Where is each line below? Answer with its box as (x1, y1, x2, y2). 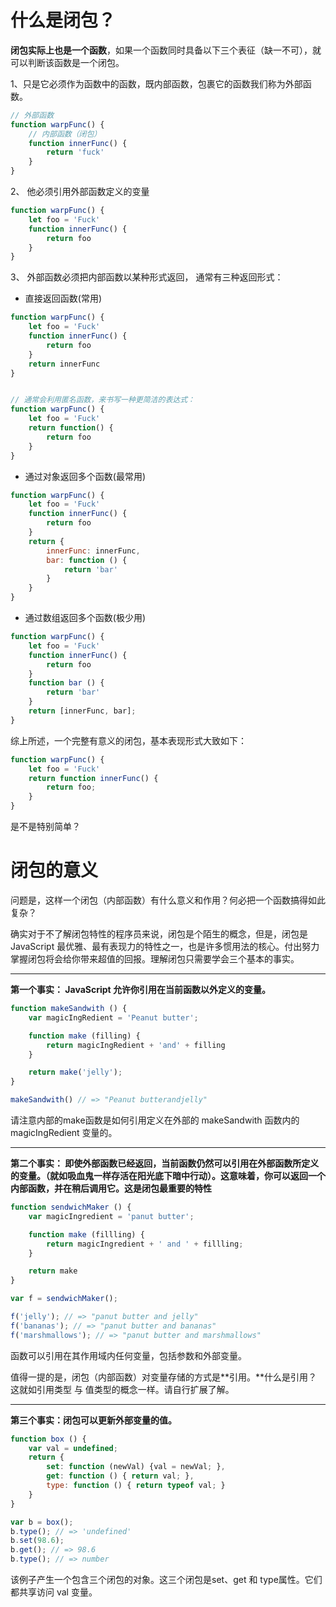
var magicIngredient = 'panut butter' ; (28, 1211, 195, 1221)
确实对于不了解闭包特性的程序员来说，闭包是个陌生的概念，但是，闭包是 (10, 928, 308, 940)
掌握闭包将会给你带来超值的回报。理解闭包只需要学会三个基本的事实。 (10, 953, 300, 965)
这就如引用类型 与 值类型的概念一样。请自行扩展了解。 (10, 1383, 235, 1395)
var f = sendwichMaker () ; (10, 1294, 118, 1304)
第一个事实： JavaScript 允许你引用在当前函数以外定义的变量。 (10, 984, 271, 995)
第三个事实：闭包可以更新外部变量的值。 (10, 1414, 177, 1426)
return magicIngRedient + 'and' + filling (46, 1040, 226, 1050)
